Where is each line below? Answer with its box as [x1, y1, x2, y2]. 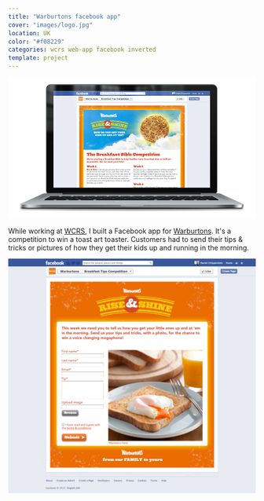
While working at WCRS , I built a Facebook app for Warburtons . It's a [8, 226, 232, 236]
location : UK [8, 29, 51, 37]
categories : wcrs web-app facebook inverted [8, 46, 156, 54]
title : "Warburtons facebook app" [8, 13, 122, 20]
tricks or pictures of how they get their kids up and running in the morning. [8, 243, 250, 252]
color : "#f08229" [8, 38, 65, 46]
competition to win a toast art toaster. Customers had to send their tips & [8, 234, 244, 243]
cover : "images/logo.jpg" [8, 20, 93, 29]
